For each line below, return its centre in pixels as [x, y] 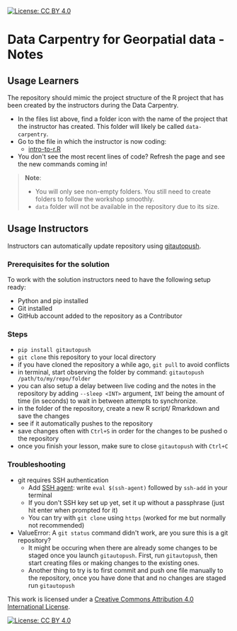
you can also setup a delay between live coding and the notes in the [117, 386]
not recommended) [56, 525]
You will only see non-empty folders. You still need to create [123, 192]
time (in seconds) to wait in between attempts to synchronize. [108, 401]
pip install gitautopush [54, 351]
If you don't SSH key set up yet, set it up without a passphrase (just [126, 502]
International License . [39, 606]
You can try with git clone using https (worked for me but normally [127, 518]
